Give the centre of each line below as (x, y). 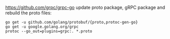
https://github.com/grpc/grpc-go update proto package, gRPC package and (85, 7)
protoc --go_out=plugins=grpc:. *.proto (49, 31)
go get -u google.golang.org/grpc (42, 27)
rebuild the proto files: (29, 13)
